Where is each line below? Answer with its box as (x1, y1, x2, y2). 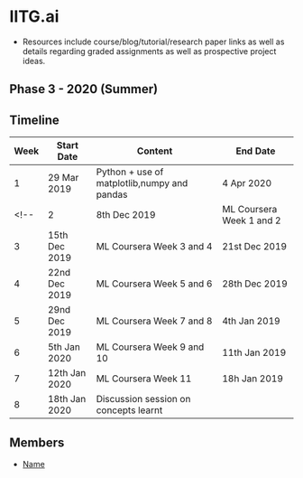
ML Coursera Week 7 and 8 (96, 314, 213, 327)
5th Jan (48, 341, 81, 353)
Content (136, 145, 173, 157)
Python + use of (96, 165, 164, 178)
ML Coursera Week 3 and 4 (96, 240, 213, 253)
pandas (96, 188, 128, 201)
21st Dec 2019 (222, 240, 287, 253)
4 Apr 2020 (222, 177, 272, 190)
